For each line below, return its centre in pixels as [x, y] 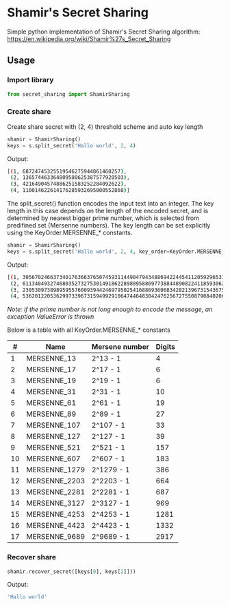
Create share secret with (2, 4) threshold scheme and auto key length [105, 126]
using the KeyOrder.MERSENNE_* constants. [70, 233]
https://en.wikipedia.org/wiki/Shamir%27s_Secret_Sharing [89, 38]
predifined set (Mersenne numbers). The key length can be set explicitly [109, 226]
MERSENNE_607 [53, 459]
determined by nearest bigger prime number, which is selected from [103, 218]
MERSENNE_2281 [56, 492]
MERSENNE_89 [51, 414]
